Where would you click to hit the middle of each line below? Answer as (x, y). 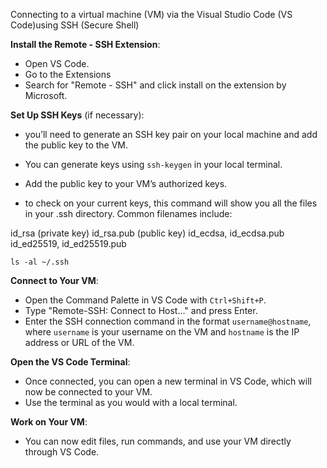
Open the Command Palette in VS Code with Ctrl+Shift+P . (145, 300)
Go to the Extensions (68, 74)
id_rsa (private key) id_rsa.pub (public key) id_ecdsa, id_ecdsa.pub (147, 233)
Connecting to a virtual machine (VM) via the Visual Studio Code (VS (151, 14)
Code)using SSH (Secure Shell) (75, 25)
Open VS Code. (57, 63)
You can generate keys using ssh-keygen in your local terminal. (153, 164)
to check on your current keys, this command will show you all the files (171, 203)
